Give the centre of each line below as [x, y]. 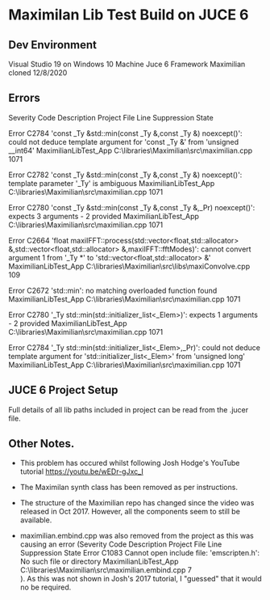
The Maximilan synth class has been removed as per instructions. [129, 488]
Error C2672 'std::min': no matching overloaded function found [113, 290]
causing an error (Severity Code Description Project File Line [121, 544]
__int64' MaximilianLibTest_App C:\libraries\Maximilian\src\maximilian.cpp [131, 150]
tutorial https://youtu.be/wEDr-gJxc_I [81, 471]
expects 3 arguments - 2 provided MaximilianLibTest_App [104, 216]
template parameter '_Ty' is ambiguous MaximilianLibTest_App [112, 183]
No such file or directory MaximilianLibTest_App [99, 562]
